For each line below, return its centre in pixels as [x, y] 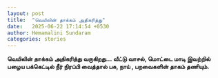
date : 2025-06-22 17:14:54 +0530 [58, 26]
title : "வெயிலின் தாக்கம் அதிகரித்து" [56, 20]
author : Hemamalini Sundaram [49, 33]
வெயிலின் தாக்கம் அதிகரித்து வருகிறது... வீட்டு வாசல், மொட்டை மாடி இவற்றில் [109, 59]
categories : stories [37, 39]
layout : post [26, 13]
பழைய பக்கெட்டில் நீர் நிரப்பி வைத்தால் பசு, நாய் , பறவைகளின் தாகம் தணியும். [108, 67]
